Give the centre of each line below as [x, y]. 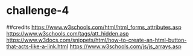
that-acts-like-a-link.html [37, 46]
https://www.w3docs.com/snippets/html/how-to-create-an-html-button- [96, 40]
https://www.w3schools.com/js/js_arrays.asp [125, 46]
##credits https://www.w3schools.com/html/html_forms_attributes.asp [94, 27]
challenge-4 [38, 11]
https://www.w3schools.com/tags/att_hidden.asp [68, 33]
